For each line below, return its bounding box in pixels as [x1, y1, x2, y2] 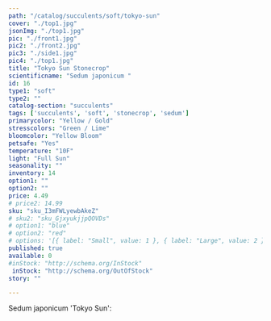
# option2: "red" [8, 229, 67, 238]
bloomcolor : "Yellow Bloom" [8, 131, 103, 140]
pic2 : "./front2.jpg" [8, 42, 81, 50]
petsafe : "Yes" [8, 139, 60, 148]
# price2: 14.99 [8, 199, 63, 207]
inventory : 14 [8, 169, 56, 177]
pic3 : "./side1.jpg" [8, 49, 78, 57]
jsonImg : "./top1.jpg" [8, 27, 85, 35]
